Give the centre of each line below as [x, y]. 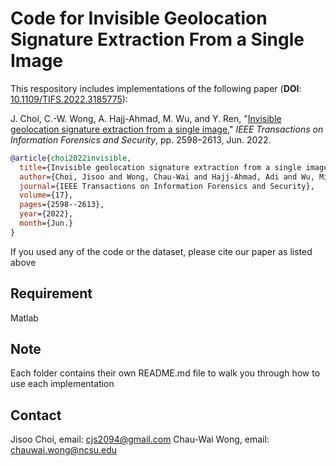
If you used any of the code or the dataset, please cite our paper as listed [161, 251]
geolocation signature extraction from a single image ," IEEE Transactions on [167, 129]
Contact [36, 415]
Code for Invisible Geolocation [139, 18]
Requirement [51, 293]
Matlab [24, 318]
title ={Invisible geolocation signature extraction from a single [160, 167]
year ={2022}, [46, 214]
